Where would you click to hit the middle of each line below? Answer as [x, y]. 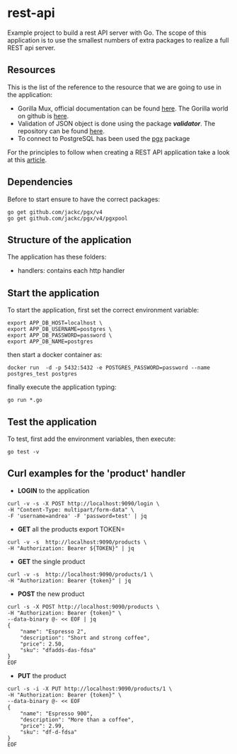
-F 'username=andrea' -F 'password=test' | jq [77, 516]
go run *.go [25, 400]
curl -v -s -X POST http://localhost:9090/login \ [83, 503]
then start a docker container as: [55, 355]
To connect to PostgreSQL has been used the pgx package [104, 138]
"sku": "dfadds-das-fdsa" [58, 650]
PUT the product [42, 675]
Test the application [52, 422]
